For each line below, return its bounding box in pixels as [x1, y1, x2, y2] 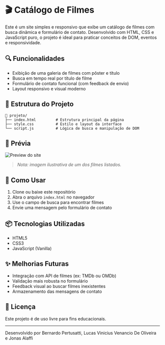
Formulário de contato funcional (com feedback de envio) [12, 80, 129, 86]
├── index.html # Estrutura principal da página [5, 117, 124, 122]
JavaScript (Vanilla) [12, 246, 52, 251]
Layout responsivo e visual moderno [12, 86, 86, 91]
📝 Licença [5, 303, 36, 311]
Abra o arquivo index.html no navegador [12, 194, 95, 200]
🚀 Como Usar [5, 176, 46, 184]
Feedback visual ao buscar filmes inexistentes [12, 283, 106, 289]
